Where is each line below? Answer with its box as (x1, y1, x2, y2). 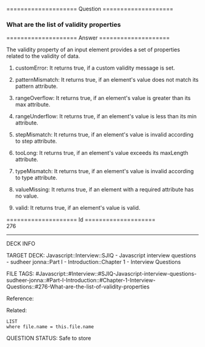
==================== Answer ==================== (6, 34, 170, 41)
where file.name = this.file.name (6, 324, 95, 330)
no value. (15, 192, 38, 200)
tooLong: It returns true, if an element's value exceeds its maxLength (15, 149, 189, 157)
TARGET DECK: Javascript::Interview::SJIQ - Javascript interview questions (6, 252, 196, 259)
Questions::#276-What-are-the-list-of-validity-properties (6, 283, 150, 290)
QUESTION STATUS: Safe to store (6, 335, 92, 342)
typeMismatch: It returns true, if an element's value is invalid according (15, 168, 194, 175)
